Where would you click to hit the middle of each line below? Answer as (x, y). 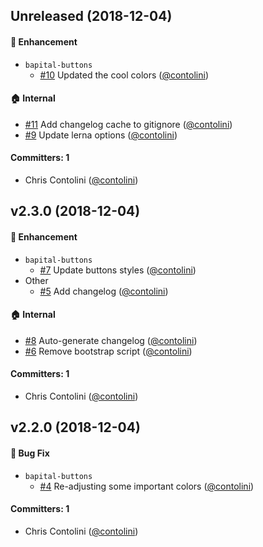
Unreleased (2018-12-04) (91, 16)
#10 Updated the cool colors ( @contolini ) (124, 75)
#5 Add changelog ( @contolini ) (104, 291)
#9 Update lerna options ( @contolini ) (101, 135)
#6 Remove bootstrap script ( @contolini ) (108, 351)
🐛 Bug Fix (30, 453)
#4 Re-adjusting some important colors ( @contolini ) (147, 486)
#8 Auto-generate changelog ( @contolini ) (111, 340)
